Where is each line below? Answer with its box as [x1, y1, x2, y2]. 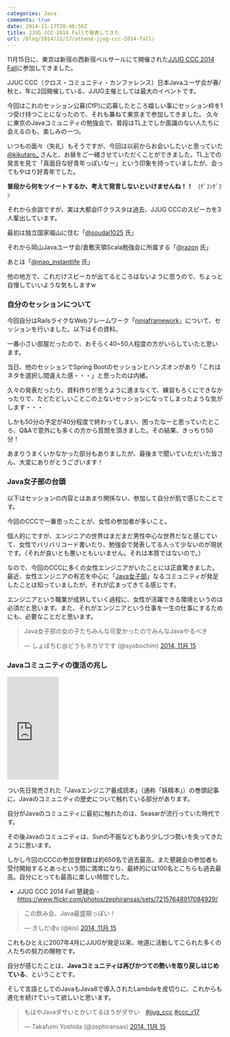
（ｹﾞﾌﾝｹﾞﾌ [194, 183, 222, 191]
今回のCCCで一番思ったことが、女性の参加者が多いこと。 [7, 517, 171, 525]
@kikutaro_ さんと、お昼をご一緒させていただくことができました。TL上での [7, 150, 222, 159]
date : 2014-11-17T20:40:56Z [7, 23, 88, 30]
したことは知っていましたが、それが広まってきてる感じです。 [7, 581, 180, 589]
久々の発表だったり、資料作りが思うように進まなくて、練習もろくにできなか [7, 386, 223, 395]
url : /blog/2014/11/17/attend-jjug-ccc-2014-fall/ [7, 36, 155, 43]
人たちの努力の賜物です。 [7, 947, 79, 955]
